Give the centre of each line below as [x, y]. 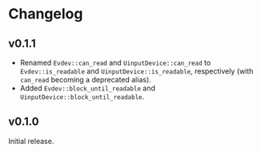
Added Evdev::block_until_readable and [88, 88]
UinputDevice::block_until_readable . [82, 96]
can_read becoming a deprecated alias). [86, 80]
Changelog [46, 14]
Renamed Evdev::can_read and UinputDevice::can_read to [115, 62]
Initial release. [31, 141]
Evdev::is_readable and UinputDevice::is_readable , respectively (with [137, 71]
